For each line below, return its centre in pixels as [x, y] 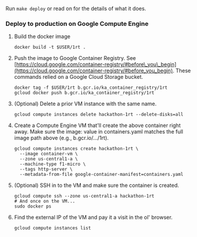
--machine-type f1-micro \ [53, 164]
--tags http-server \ [46, 169]
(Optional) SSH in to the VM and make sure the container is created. [96, 185]
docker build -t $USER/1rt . [50, 47]
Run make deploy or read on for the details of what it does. [76, 9]
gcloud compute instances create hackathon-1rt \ [76, 149]
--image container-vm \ [49, 154]
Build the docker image [42, 36]
